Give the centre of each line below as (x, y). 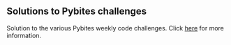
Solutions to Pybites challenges (77, 11)
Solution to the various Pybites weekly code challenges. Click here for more (115, 28)
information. (24, 35)
